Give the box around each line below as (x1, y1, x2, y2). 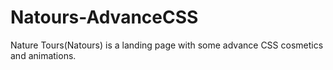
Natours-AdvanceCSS (10, 6, 199, 29)
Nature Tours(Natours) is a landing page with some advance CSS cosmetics (10, 39, 324, 51)
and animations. (10, 49, 77, 61)
